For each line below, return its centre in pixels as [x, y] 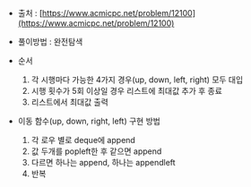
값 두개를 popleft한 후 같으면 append [96, 151]
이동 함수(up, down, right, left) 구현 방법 [89, 121]
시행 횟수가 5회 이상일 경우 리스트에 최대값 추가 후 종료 [126, 91]
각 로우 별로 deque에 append [83, 140]
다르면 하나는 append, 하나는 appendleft [104, 162]
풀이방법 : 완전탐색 [50, 42]
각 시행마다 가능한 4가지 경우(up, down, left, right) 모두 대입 [137, 80]
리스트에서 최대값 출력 [70, 102]
